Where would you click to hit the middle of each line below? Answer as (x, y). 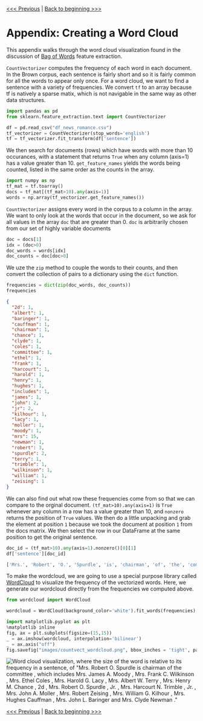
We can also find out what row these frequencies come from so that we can (101, 498)
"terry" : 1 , (27, 459)
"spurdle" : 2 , (29, 453)
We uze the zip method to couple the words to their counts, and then (92, 268)
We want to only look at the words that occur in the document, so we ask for (101, 215)
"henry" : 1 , (27, 380)
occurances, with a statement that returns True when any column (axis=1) (98, 157)
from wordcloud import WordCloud (48, 600)
